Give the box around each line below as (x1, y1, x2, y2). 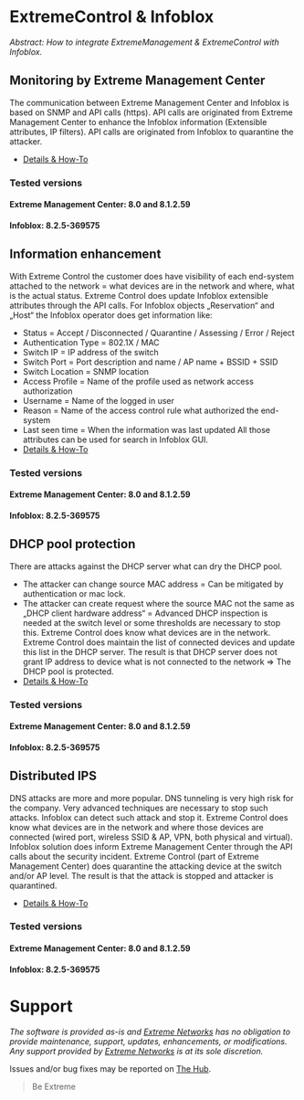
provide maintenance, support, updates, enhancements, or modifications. (9, 1035, 288, 1047)
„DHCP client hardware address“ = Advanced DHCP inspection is (22, 608, 268, 619)
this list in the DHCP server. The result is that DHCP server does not (22, 646, 278, 657)
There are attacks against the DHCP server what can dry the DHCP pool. (9, 560, 283, 572)
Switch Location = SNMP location (22, 365, 149, 376)
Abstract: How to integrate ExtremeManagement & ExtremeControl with (9, 37, 280, 48)
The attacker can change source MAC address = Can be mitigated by (22, 578, 284, 589)
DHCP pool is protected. (22, 665, 114, 677)
